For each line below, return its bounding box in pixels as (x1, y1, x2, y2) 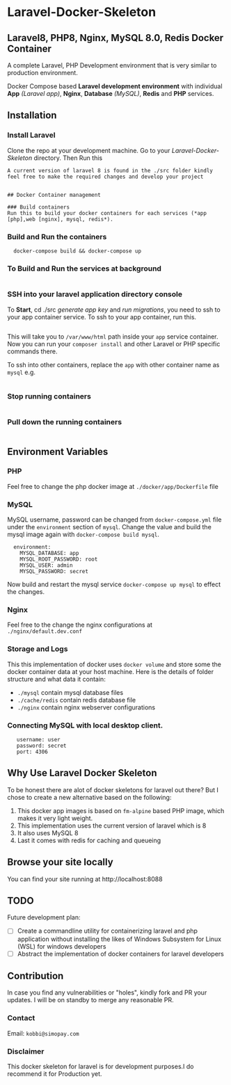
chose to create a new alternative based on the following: (7, 793, 172, 801)
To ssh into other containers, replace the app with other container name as (7, 360, 220, 369)
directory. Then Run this (33, 154, 103, 162)
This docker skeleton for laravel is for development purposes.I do (7, 1062, 194, 1071)
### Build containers (7, 203, 70, 211)
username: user (16, 737, 61, 744)
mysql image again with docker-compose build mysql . (7, 530, 160, 539)
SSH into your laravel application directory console (7, 289, 183, 299)
